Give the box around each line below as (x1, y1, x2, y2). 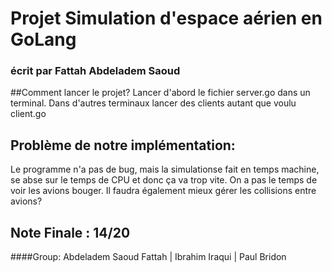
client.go (10, 108, 47, 120)
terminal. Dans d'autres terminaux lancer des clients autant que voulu (10, 97, 297, 109)
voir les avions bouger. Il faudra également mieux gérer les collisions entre (10, 185, 317, 197)
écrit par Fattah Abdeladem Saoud (10, 64, 181, 78)
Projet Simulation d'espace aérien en (10, 7, 323, 30)
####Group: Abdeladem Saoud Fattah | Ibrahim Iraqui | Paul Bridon (10, 251, 287, 263)
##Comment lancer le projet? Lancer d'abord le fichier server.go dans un (10, 87, 311, 99)
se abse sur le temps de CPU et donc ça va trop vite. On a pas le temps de (10, 174, 318, 186)
